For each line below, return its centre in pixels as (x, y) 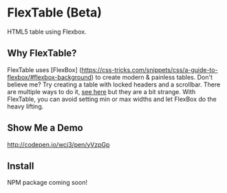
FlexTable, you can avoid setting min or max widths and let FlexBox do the (112, 99)
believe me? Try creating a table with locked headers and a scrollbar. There (114, 84)
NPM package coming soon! (47, 183)
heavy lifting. (25, 106)
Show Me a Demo (45, 128)
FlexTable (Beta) (54, 13)
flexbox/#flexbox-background (49, 77)
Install (21, 166)
